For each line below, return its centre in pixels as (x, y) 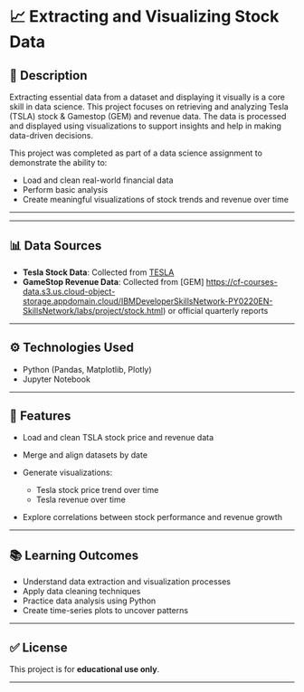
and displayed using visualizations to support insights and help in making (146, 126)
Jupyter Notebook (56, 379)
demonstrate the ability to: (58, 162)
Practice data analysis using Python (89, 601)
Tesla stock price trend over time (97, 490)
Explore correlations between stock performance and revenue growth (152, 517)
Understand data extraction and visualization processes (126, 582)
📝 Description (48, 76)
